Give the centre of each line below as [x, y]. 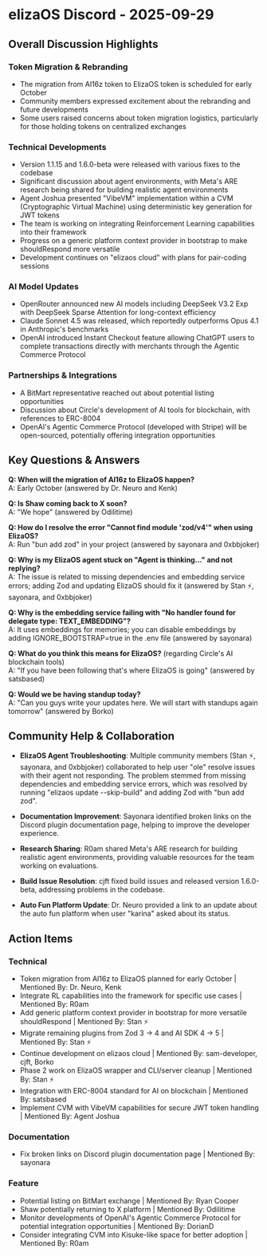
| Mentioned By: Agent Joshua [70, 1117]
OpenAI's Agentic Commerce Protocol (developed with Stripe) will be [133, 426]
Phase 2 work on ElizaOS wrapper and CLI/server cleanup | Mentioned [136, 1070]
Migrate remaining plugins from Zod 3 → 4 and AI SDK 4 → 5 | [122, 1033]
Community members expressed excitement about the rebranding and [135, 100]
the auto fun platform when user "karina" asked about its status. [125, 913]
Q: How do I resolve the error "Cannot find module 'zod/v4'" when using [131, 527]
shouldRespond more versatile [70, 249]
